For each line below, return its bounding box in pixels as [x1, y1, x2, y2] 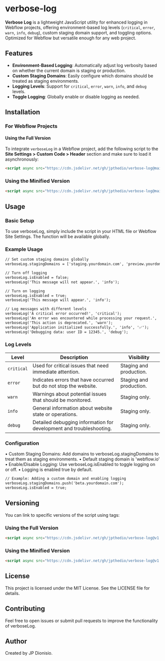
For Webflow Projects [5, 123, 58, 130]
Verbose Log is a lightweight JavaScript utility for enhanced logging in [5, 19, 148, 25]
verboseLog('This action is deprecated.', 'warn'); [5, 320, 113, 325]
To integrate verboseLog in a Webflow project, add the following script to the [5, 146, 159, 152]
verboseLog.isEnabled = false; [5, 275, 69, 280]
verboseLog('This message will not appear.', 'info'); [5, 279, 120, 285]
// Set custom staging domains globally [5, 257, 89, 262]
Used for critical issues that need [32, 362, 109, 369]
